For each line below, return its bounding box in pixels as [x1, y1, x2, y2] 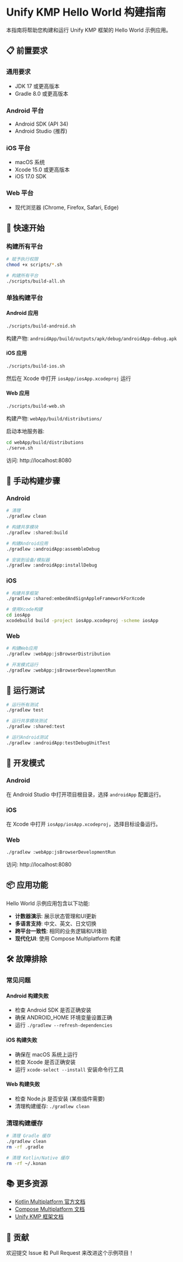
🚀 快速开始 [6, 223, 45, 233]
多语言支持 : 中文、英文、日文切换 [14, 920, 97, 927]
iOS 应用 [6, 350, 27, 357]
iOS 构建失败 [6, 1036, 38, 1043]
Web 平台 [6, 189, 34, 198]
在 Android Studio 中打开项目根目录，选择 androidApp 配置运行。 [6, 791, 165, 798]
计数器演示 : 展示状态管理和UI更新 [14, 912, 97, 920]
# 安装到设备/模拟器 [6, 557, 50, 563]
